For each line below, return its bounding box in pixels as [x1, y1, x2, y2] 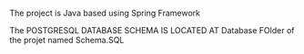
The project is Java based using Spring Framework [9, 8, 201, 18]
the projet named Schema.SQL [9, 35, 125, 45]
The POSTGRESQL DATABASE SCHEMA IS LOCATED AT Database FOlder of [9, 25, 295, 35]
